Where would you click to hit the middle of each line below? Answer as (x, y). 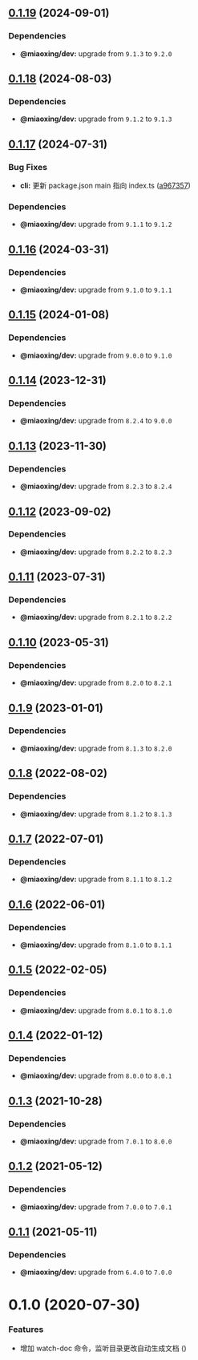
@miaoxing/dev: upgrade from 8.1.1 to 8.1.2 (96, 879)
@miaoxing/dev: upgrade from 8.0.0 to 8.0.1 (96, 1076)
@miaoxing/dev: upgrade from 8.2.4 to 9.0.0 (96, 421)
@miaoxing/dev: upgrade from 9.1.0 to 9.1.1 (96, 290)
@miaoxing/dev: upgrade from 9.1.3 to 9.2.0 (96, 53)
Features (26, 1330)
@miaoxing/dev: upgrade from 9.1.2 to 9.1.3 (96, 119)
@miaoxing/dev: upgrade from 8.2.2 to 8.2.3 (96, 552)
